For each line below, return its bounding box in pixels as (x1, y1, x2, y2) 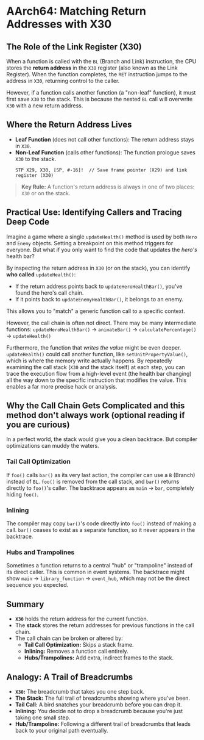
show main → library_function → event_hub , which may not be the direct (6, 575, 190, 582)
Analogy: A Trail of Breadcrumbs (6, 672, 133, 682)
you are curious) (6, 420, 70, 430)
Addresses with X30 (6, 17, 112, 31)
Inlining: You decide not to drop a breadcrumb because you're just (15, 707, 183, 714)
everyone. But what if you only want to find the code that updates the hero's (6, 246, 198, 253)
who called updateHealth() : (6, 270, 76, 278)
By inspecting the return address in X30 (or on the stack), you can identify (6, 264, 191, 271)
